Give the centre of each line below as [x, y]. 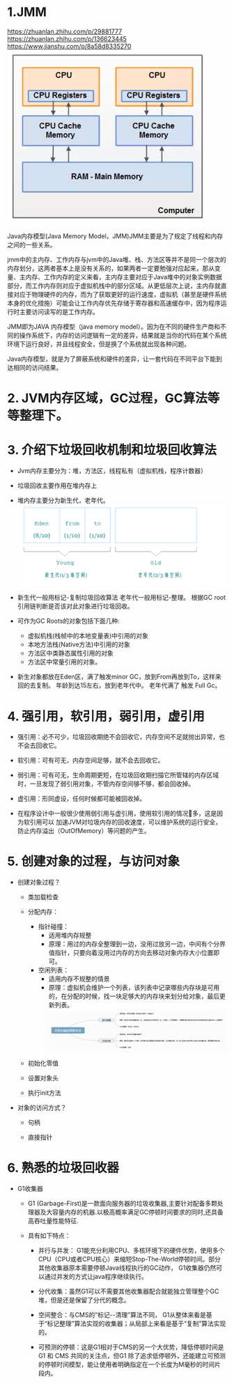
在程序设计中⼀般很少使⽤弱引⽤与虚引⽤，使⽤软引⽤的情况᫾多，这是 [117, 814]
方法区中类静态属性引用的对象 [70, 653]
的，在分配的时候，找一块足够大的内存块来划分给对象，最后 [134, 996]
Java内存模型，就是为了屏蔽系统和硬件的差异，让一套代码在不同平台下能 [112, 359]
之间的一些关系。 [32, 244]
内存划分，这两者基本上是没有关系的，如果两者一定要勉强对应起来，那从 [111, 268]
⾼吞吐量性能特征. [53, 1220]
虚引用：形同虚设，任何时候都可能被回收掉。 [81, 799]
